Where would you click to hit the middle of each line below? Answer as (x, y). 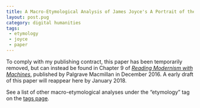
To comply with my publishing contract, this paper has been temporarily (94, 61)
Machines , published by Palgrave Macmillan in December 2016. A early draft (100, 74)
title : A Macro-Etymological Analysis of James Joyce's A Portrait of (96, 12)
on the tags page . (28, 98)
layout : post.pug (28, 17)
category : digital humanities (44, 23)
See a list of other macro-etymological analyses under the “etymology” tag (98, 92)
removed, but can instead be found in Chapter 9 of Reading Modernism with (100, 68)
